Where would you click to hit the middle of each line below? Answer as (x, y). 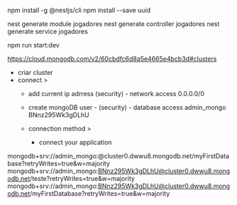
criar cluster (35, 72)
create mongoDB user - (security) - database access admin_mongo (127, 107)
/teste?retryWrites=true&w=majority (82, 178)
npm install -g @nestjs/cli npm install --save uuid (79, 10)
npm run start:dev (34, 45)
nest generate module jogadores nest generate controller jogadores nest (114, 24)
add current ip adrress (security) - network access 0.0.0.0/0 (116, 94)
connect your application (75, 142)
